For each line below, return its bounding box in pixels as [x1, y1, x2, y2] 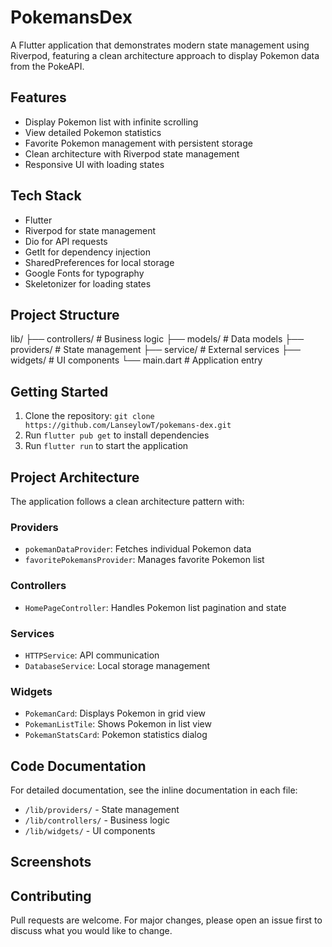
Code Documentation [10, 757, 147, 775]
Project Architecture [10, 469, 140, 486]
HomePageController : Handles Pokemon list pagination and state [24, 601, 287, 613]
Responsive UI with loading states [24, 158, 165, 170]
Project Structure [10, 306, 120, 323]
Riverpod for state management [24, 224, 157, 236]
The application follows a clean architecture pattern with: [10, 496, 245, 507]
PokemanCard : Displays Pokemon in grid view [24, 707, 206, 720]
